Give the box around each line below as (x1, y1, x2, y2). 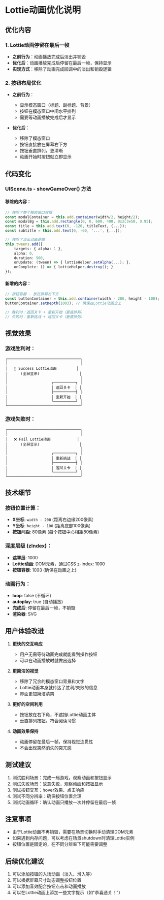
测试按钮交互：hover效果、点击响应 (12, 787, 85, 793)
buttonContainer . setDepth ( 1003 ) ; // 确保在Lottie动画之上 (5, 301, 122, 306)
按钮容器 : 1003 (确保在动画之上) (12, 567, 77, 573)
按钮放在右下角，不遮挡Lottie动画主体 (19, 711, 96, 717)
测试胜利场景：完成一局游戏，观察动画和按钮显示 (12, 774, 112, 780)
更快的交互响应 (12, 641, 43, 646)
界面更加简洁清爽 (19, 690, 55, 697)
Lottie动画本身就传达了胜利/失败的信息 (19, 684, 98, 690)
